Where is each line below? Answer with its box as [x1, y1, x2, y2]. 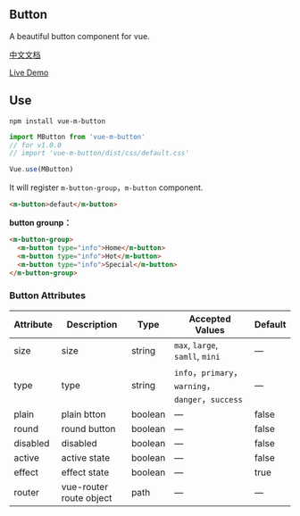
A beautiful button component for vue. [9, 30, 150, 41]
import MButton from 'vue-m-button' [9, 132, 146, 141]
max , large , [173, 338, 219, 351]
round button [61, 422, 116, 435]
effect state [61, 466, 110, 479]
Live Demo [9, 67, 49, 78]
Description [66, 318, 118, 330]
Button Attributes [9, 289, 87, 302]
